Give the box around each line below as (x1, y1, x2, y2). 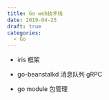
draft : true (7, 23, 41, 30)
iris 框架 (17, 56, 40, 64)
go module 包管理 (17, 85, 68, 93)
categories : (7, 29, 41, 37)
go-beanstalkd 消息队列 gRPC (17, 70, 103, 79)
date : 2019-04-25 (7, 17, 57, 23)
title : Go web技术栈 (7, 10, 63, 17)
